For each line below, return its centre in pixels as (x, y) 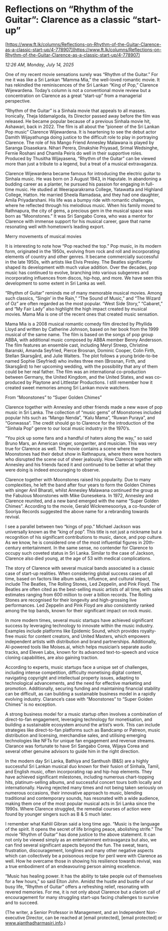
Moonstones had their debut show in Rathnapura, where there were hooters (83, 454)
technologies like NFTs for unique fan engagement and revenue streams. (80, 740)
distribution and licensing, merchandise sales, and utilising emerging (76, 735)
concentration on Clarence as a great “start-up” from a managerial (73, 96)
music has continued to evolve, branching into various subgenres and (77, 272)
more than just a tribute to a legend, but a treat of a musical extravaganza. (81, 164)
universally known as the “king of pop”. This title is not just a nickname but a (83, 532)
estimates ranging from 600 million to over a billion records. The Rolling (79, 594)
